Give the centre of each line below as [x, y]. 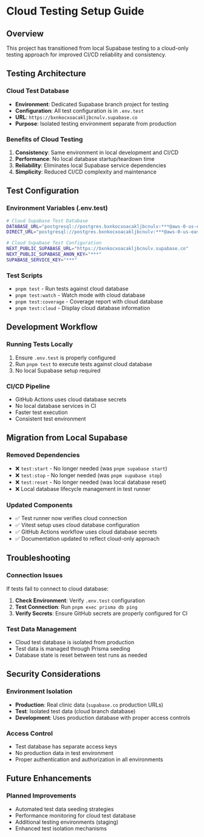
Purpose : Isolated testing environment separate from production [96, 123]
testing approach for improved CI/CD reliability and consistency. [87, 55]
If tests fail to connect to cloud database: [58, 588]
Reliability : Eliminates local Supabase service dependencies [90, 165]
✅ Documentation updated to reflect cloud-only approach [87, 539]
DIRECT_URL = [21, 232]
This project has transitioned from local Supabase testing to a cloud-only [97, 48]
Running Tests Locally [40, 344]
